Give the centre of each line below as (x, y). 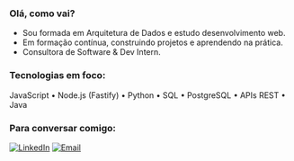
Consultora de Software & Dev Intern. (92, 52)
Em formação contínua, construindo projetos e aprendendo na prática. (152, 42)
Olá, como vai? (42, 13)
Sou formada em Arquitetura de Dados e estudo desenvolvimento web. (154, 33)
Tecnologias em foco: (58, 76)
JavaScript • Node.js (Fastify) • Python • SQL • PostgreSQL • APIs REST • (147, 95)
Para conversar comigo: (63, 128)
